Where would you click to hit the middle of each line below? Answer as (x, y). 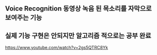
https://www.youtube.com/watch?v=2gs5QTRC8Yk (57, 48)
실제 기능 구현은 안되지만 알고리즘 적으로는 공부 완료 (78, 35)
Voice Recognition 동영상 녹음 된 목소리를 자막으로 (78, 9)
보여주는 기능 (24, 18)
